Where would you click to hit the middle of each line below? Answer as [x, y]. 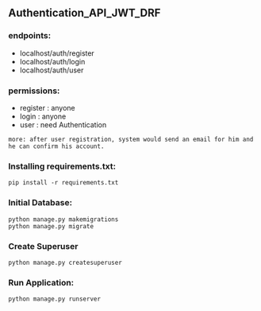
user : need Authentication [63, 124]
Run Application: [41, 282]
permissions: [34, 91]
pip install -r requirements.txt [63, 183]
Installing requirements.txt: [62, 166]
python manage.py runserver [55, 299]
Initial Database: [40, 203]
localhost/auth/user [52, 70]
